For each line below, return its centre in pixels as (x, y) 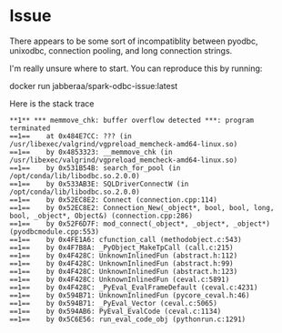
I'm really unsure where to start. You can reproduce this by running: (136, 68)
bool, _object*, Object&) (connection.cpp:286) (101, 216)
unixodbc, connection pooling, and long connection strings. (121, 50)
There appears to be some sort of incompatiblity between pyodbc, (134, 41)
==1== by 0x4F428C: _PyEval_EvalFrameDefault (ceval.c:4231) (134, 288)
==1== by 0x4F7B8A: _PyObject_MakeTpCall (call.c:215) (121, 247)
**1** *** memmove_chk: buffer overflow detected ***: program (132, 120)
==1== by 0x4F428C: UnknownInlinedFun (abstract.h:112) (124, 256)
